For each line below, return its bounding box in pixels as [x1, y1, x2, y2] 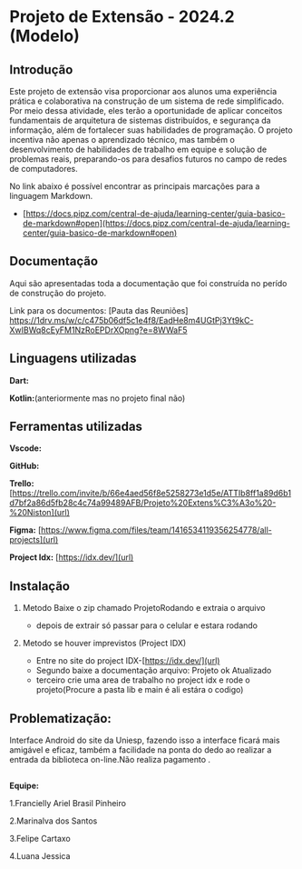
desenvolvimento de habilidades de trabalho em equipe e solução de [9, 144, 268, 155]
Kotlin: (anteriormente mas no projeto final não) [9, 393, 186, 404]
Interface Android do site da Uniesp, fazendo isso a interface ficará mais [9, 734, 280, 746]
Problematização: [9, 711, 112, 726]
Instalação [9, 578, 71, 594]
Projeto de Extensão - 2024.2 [9, 6, 235, 27]
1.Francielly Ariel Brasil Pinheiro [9, 798, 127, 809]
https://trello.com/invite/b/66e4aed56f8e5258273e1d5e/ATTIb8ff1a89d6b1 [12, 488, 292, 499]
